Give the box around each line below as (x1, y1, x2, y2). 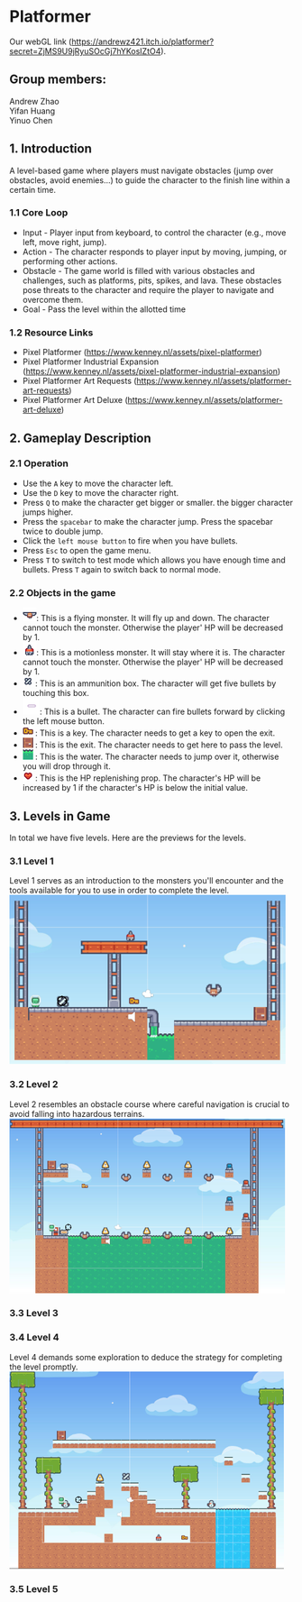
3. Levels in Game (9, 809, 111, 824)
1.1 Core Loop (9, 206, 69, 219)
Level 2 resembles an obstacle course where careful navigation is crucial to (9, 1098, 290, 1110)
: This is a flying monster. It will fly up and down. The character (35, 613, 270, 624)
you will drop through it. (22, 761, 111, 772)
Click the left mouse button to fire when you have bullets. (22, 535, 239, 546)
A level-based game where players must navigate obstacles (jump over (9, 165, 274, 176)
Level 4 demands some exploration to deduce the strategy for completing (9, 1351, 283, 1362)
